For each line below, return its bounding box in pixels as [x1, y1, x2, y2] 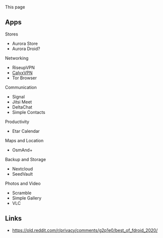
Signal [12, 93, 25, 99]
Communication [5, 84, 37, 90]
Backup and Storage [5, 156, 46, 162]
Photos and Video [5, 180, 41, 186]
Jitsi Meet [12, 99, 32, 105]
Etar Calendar [12, 128, 40, 134]
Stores [5, 31, 18, 37]
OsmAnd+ [12, 147, 33, 153]
